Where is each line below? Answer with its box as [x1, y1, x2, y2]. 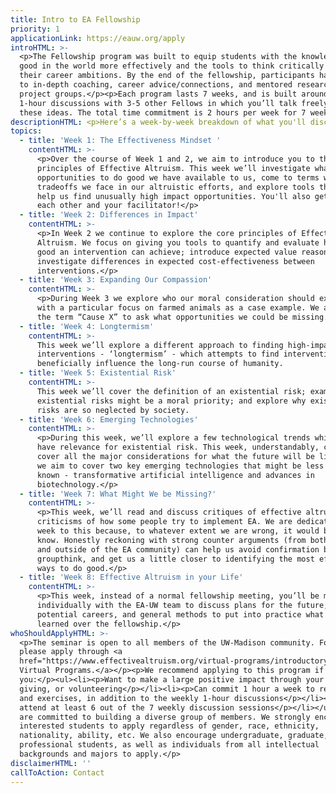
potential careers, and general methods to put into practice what [36, 609, 325, 620]
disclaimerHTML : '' [10, 758, 92, 768]
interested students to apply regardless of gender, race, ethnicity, [19, 721, 320, 731]
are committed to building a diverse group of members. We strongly [19, 712, 311, 722]
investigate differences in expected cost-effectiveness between [36, 256, 315, 266]
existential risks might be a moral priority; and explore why [36, 396, 307, 406]
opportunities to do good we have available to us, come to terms [36, 172, 320, 183]
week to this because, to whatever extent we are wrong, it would [36, 526, 320, 536]
